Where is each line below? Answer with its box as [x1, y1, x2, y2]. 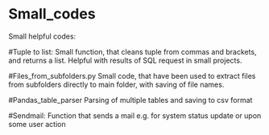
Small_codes [8, 5, 96, 23]
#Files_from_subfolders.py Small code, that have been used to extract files [8, 71, 256, 80]
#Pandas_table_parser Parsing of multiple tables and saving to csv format [8, 95, 253, 104]
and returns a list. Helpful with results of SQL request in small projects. [8, 55, 242, 65]
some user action [8, 119, 66, 129]
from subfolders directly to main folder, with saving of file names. [8, 80, 225, 89]
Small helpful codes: [8, 31, 77, 41]
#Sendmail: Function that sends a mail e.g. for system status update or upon [8, 110, 262, 121]
